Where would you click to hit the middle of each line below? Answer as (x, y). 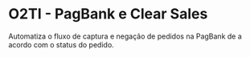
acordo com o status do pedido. (61, 44)
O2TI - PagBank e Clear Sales (108, 14)
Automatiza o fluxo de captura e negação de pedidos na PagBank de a (125, 36)
